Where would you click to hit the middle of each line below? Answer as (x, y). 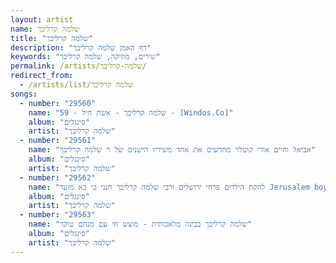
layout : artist (42, 19)
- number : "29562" (58, 177)
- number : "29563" (58, 215)
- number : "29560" (58, 103)
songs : (24, 94)
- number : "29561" (58, 141)
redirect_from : (42, 76)
